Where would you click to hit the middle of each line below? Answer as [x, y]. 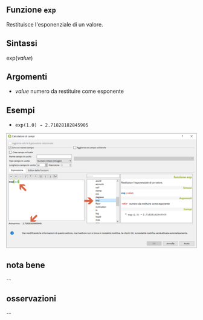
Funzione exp [31, 10]
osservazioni [31, 299]
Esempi [21, 110]
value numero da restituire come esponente [69, 91]
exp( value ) [20, 58]
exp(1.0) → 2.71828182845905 [52, 125]
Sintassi [22, 44]
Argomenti [27, 77]
